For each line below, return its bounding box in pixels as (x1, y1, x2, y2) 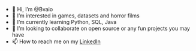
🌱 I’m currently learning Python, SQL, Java (11, 19, 117, 25)
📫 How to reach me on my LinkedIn (11, 38, 101, 45)
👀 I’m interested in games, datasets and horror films (11, 12, 140, 19)
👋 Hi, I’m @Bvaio (11, 6, 53, 13)
